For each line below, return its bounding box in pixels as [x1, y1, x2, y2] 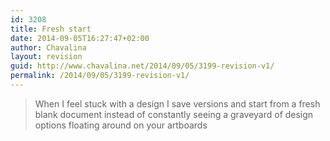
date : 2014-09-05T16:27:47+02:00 [10, 33, 150, 43]
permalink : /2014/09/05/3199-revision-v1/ [10, 71, 190, 81]
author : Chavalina [10, 42, 87, 53]
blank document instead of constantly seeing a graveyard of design [34, 108, 314, 120]
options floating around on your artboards [34, 119, 208, 131]
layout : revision [10, 52, 83, 62]
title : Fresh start [10, 24, 92, 34]
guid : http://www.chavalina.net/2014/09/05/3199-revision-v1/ [10, 61, 275, 71]
